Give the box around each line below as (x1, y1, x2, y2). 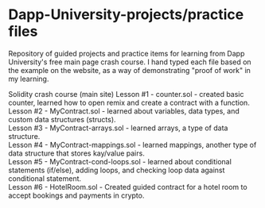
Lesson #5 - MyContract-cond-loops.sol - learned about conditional (8, 156, 232, 166)
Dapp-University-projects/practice (8, 6, 244, 24)
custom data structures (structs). (8, 114, 117, 124)
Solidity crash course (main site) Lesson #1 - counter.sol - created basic (8, 89, 244, 98)
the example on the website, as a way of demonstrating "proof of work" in (8, 65, 251, 75)
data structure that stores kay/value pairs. (8, 148, 145, 158)
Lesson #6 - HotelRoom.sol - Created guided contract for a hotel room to (8, 182, 248, 191)
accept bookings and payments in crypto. (8, 191, 145, 200)
